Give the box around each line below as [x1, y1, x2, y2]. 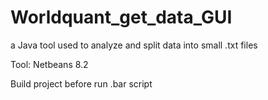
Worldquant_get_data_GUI [10, 6, 233, 29]
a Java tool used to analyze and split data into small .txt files [10, 39, 258, 51]
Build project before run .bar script [10, 77, 153, 90]
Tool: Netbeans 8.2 [10, 58, 89, 70]
